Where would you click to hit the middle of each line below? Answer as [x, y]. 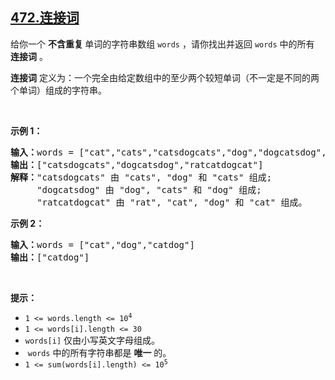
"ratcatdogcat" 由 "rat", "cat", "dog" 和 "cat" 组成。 [172, 202]
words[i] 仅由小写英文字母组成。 [92, 340]
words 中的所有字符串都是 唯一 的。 [99, 352]
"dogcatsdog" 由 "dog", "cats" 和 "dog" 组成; [149, 189]
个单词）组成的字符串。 [58, 90]
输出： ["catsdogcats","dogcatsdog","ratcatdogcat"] [137, 164]
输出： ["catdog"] [50, 257]
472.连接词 [45, 18]
